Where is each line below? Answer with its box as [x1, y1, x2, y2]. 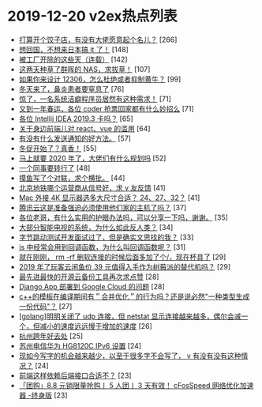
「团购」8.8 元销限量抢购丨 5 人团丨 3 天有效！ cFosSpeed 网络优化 [18, 380, 240, 390]
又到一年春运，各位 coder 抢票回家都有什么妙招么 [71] [18, 104, 194, 113]
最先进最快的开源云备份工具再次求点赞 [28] [18, 272, 159, 281]
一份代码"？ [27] [18, 301, 73, 311]
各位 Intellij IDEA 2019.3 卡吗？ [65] [18, 114, 133, 123]
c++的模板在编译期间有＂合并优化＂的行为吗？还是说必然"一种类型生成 [18, 292, 250, 301]
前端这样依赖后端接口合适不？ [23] [18, 371, 132, 380]
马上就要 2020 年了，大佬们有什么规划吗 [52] [18, 153, 167, 163]
